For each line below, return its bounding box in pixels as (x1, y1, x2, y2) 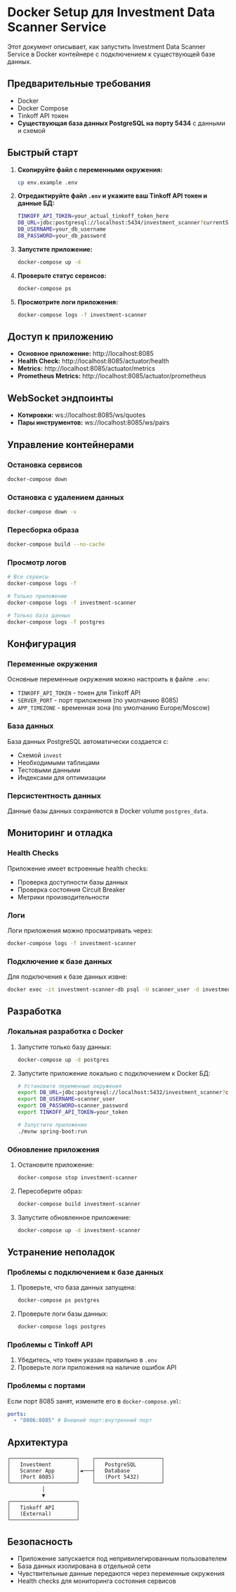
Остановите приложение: (17, 1160, 95, 1169)
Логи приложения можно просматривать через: (7, 926, 153, 935)
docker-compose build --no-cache (7, 541, 105, 548)
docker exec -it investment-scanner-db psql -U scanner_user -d (7, 986, 199, 994)
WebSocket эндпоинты (7, 392, 114, 404)
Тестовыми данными (17, 766, 81, 774)
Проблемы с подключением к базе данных (7, 1267, 164, 1277)
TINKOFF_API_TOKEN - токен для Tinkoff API (17, 688, 141, 697)
